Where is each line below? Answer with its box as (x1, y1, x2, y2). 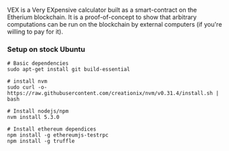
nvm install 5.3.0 (7, 114, 60, 121)
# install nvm (7, 78, 48, 85)
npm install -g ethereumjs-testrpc (7, 132, 109, 139)
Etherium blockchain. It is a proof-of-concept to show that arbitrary (7, 13, 197, 21)
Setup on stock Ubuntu (7, 44, 86, 54)
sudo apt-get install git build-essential (7, 66, 130, 73)
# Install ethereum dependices (7, 126, 97, 133)
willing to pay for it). (7, 27, 64, 36)
